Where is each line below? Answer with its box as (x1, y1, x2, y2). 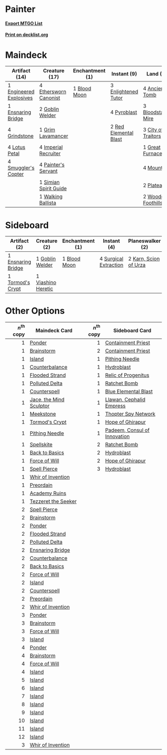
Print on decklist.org (5, 31, 48, 38)
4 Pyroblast (110, 109, 138, 116)
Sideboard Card (113, 327, 152, 334)
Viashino (36, 279, 57, 286)
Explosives (7, 94, 33, 101)
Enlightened (110, 88, 138, 95)
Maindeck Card (35, 327, 73, 334)
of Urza (128, 261, 146, 268)
